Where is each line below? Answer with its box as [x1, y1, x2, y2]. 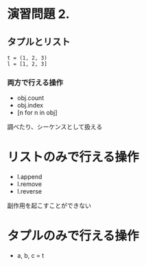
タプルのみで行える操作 [7, 228, 139, 244]
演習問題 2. [7, 6, 70, 22]
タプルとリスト [7, 36, 71, 48]
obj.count [16, 94, 45, 102]
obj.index [16, 101, 43, 110]
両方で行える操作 [7, 77, 64, 87]
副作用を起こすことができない [7, 201, 91, 210]
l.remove [16, 180, 42, 188]
